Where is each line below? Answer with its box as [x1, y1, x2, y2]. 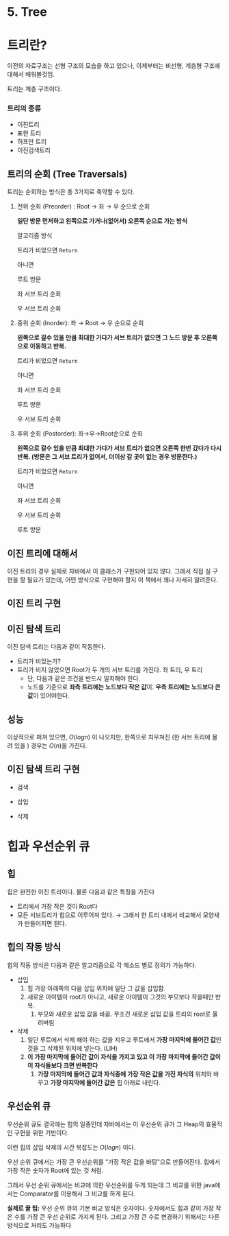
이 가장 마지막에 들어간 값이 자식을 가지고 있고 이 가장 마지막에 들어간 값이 [27, 1052, 221, 1060]
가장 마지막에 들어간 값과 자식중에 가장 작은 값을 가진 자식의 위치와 [37, 1069, 212, 1078]
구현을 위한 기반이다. [14, 1128, 70, 1137]
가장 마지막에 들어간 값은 [50, 1078, 116, 1086]
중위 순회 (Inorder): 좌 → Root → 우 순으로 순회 [16, 319, 144, 327]
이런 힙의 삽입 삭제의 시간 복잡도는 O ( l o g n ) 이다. [7, 1143, 136, 1151]
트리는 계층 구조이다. [7, 85, 62, 93]
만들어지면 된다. [24, 919, 67, 927]
